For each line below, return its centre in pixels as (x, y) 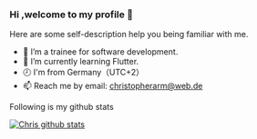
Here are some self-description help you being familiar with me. (129, 35)
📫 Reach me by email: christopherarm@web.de (113, 86)
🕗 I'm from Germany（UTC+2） (83, 73)
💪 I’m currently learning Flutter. (81, 62)
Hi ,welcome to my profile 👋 (72, 15)
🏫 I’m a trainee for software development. (100, 52)
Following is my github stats (62, 107)
